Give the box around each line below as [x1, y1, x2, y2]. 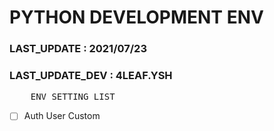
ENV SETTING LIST [30, 91, 116, 103]
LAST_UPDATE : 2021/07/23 [9, 42, 147, 56]
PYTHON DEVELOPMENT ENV [9, 6, 264, 29]
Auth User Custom [23, 110, 101, 122]
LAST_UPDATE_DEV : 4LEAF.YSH [9, 69, 173, 83]
